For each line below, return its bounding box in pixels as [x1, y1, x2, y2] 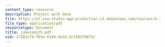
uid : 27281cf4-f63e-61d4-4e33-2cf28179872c [5, 35, 96, 40]
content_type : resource [5, 7, 54, 12]
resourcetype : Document [5, 25, 54, 30]
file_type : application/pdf [5, 21, 63, 26]
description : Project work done [5, 12, 71, 17]
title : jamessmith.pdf [5, 30, 52, 35]
